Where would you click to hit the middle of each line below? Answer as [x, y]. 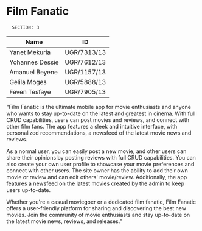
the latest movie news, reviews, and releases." [64, 221]
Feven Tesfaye [30, 91]
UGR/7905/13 [85, 91]
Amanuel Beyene [33, 72]
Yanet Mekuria [30, 52]
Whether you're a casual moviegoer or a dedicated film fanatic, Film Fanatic [101, 202]
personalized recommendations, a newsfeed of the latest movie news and [99, 133]
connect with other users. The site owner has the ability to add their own [97, 170]
